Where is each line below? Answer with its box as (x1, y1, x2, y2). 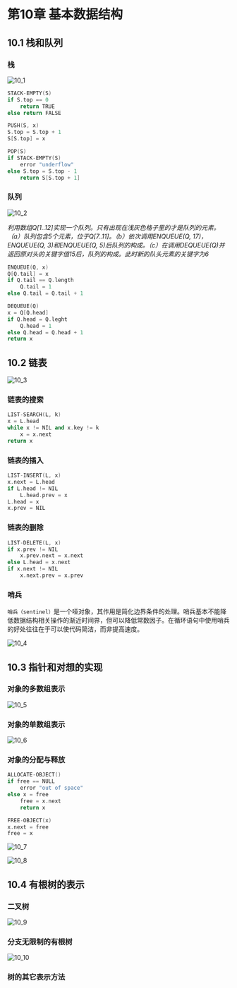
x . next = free (7, 823, 49, 831)
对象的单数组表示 (7, 719, 66, 729)
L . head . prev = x (20, 492, 68, 499)
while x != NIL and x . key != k (7, 425, 99, 432)
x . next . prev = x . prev (20, 572, 83, 579)
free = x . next (20, 798, 61, 805)
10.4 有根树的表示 (7, 879, 85, 891)
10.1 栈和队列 (7, 37, 63, 49)
